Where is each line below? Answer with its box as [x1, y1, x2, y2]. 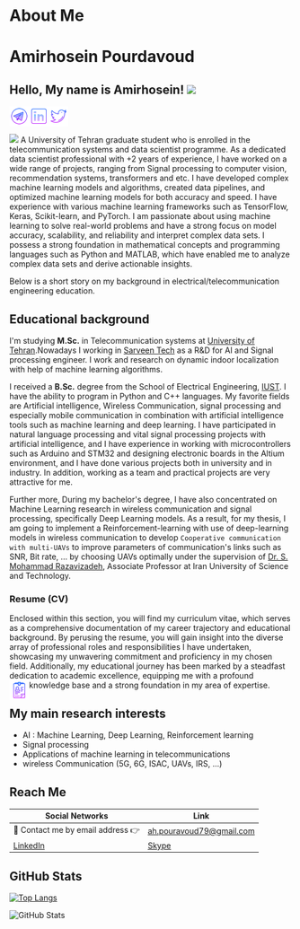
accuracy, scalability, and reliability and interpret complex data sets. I [9, 230, 265, 241]
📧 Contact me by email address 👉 [13, 824, 141, 835]
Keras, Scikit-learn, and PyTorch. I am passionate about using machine [9, 211, 271, 222]
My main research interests [9, 706, 166, 721]
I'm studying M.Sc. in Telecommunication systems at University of [9, 336, 255, 346]
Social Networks [44, 811, 109, 821]
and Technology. [9, 571, 72, 581]
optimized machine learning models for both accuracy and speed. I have [9, 192, 278, 203]
